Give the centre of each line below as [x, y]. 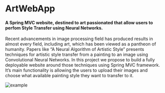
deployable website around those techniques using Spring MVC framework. [83, 65]
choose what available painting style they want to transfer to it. [70, 76]
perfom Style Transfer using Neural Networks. [54, 28]
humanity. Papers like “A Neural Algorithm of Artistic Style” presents [75, 49]
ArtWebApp [30, 9]
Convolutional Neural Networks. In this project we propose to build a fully [80, 60]
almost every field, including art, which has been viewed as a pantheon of [81, 44]
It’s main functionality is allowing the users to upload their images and [77, 70]
